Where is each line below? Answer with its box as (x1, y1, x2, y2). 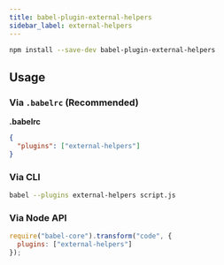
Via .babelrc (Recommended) (9, 96, 139, 109)
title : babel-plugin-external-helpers (9, 12, 152, 22)
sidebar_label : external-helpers (9, 21, 133, 30)
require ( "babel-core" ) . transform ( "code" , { (9, 231, 173, 241)
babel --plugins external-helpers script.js (9, 191, 176, 200)
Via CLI (9, 170, 41, 183)
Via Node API (9, 211, 67, 223)
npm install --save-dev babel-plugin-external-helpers (9, 45, 216, 54)
